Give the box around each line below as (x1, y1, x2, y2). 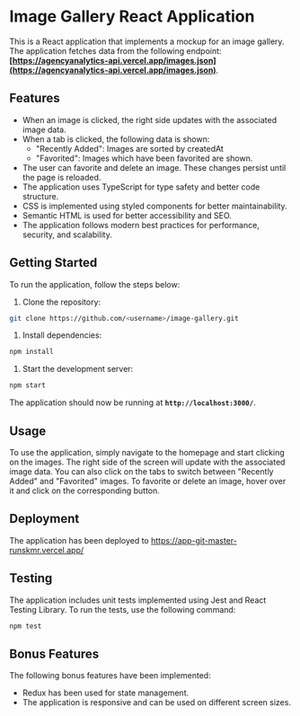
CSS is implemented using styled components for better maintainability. (22, 200, 287, 211)
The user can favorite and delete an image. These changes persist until (22, 162, 287, 172)
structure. (22, 190, 59, 201)
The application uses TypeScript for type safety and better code (22, 181, 260, 192)
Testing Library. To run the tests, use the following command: (9, 604, 236, 614)
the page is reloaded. (22, 172, 101, 182)
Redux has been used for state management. (22, 687, 190, 698)
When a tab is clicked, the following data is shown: (22, 133, 210, 145)
